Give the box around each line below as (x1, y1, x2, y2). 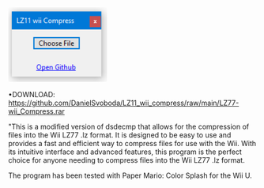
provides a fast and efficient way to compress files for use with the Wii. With (8, 138, 257, 148)
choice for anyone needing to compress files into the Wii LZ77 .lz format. (8, 155, 245, 164)
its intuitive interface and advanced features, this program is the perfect (8, 147, 243, 156)
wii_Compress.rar (8, 106, 65, 116)
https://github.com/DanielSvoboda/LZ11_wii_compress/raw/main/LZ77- (8, 98, 239, 107)
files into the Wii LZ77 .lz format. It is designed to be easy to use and (8, 130, 232, 140)
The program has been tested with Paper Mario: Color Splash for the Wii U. (8, 171, 252, 180)
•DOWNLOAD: (8, 89, 55, 99)
